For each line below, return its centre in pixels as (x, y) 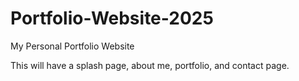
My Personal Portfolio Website (72, 46)
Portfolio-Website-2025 (112, 18)
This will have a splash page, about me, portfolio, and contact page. (150, 65)
